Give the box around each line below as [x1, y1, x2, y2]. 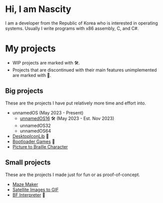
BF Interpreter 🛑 [12, 191, 46, 198]
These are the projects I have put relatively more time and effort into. [5, 100, 146, 106]
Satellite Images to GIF [12, 186, 59, 192]
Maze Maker [12, 181, 38, 187]
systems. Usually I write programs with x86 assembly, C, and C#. [5, 25, 139, 31]
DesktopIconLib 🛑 [12, 133, 49, 139]
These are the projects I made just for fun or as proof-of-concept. [5, 171, 141, 177]
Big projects [5, 86, 43, 95]
